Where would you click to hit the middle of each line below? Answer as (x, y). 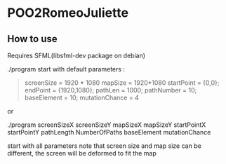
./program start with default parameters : (66, 69)
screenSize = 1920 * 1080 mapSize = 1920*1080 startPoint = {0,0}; (122, 83)
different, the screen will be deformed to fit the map (82, 153)
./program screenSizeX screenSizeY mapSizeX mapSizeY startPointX (107, 125)
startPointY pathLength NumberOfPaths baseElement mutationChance (109, 132)
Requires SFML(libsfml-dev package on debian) (77, 55)
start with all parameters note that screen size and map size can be (104, 146)
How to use (32, 39)
